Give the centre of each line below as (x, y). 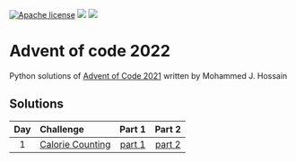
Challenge (62, 129)
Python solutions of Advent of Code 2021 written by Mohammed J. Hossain (148, 75)
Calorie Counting (75, 144)
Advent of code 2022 (90, 51)
